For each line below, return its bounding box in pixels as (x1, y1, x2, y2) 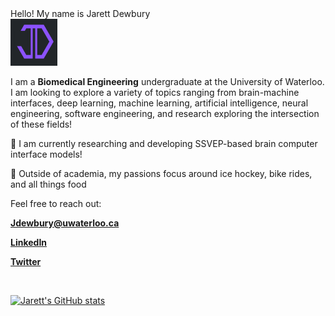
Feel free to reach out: (10, 198, 102, 209)
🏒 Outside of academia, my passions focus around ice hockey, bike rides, (10, 168, 313, 179)
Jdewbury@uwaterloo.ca (10, 217, 120, 229)
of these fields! (10, 118, 73, 130)
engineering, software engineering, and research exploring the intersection (10, 108, 320, 119)
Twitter (10, 256, 42, 267)
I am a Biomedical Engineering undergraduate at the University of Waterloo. (10, 76, 325, 87)
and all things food (10, 178, 87, 190)
